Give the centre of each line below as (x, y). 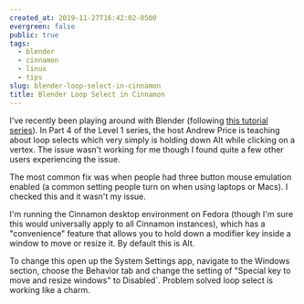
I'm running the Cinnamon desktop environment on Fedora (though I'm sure (152, 214)
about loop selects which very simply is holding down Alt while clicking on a (152, 140)
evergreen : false (42, 26)
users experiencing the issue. (65, 159)
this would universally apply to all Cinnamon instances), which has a (137, 224)
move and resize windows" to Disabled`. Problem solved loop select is (142, 280)
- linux (32, 69)
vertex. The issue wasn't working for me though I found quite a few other (147, 149)
